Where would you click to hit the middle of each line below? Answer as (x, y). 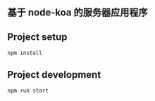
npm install (25, 53)
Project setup (38, 37)
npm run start (28, 91)
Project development (54, 75)
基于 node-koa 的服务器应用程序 (77, 13)
